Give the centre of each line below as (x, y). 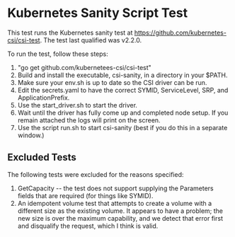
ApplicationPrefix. (44, 98)
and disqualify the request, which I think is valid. (88, 226)
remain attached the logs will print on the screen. (89, 120)
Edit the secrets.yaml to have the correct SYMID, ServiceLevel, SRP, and (123, 90)
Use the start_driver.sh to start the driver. (78, 105)
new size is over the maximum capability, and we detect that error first (120, 218)
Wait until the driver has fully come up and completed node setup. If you (123, 112)
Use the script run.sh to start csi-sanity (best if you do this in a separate (122, 127)
